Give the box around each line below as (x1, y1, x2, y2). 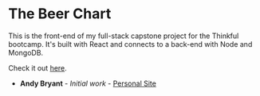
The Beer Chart (8, 5, 112, 23)
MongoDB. (8, 48, 44, 57)
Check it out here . (8, 63, 68, 72)
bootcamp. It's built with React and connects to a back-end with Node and (8, 39, 253, 48)
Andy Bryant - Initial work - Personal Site (19, 79, 157, 88)
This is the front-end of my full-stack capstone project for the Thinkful (8, 31, 239, 40)
